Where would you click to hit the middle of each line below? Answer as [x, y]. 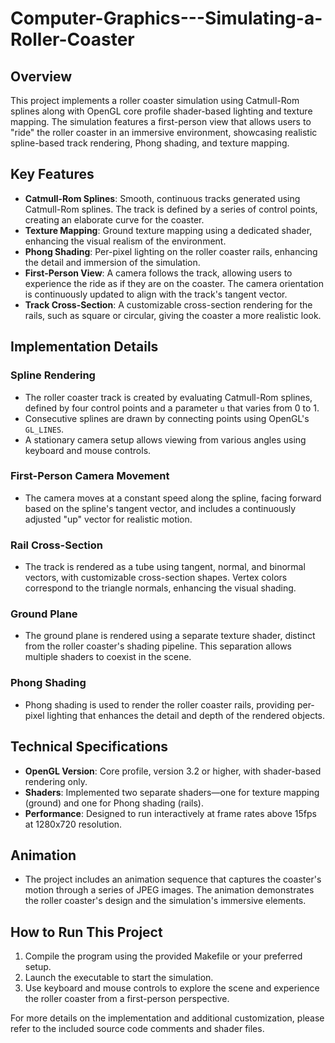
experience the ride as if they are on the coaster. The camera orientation [174, 283]
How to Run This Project [86, 932]
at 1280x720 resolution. [73, 824]
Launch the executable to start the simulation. [119, 978]
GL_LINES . [44, 429]
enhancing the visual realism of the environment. [125, 241]
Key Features [52, 174]
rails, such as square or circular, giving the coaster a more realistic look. [173, 315]
